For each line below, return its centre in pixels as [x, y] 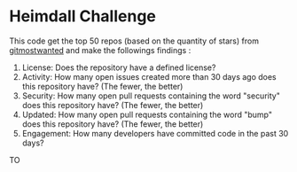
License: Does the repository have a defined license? [119, 67]
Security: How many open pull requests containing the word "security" [151, 96]
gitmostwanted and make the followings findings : [100, 50]
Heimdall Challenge [83, 16]
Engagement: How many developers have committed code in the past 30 [155, 133]
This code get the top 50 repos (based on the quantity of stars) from [134, 41]
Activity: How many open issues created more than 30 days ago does [149, 76]
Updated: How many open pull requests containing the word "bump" [147, 114]
